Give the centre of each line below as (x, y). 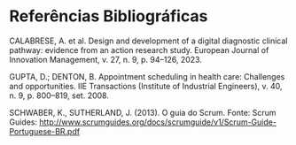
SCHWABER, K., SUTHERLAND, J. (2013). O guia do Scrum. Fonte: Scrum (143, 112)
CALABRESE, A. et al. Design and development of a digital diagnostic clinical (148, 41)
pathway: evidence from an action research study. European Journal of (139, 50)
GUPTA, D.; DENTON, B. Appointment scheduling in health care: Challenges (147, 76)
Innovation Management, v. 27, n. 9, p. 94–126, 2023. (105, 59)
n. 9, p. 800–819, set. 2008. (59, 95)
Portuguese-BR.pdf (45, 131)
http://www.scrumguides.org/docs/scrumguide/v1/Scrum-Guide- (158, 122)
